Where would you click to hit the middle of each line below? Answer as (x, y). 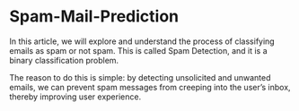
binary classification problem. (64, 60)
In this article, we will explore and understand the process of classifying (142, 41)
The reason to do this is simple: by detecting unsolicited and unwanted (140, 77)
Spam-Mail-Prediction (94, 17)
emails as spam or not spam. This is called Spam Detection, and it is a (138, 50)
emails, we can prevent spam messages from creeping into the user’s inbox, (150, 87)
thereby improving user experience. (75, 97)
